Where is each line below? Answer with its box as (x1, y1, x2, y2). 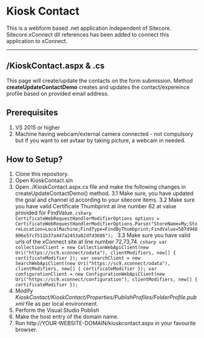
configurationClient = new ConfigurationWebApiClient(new (15, 271, 165, 278)
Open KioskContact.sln (15, 177, 73, 184)
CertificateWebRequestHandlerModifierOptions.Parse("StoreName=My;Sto (15, 221, 198, 227)
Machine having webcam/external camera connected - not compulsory (15, 130, 194, 138)
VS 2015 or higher (15, 124, 61, 131)
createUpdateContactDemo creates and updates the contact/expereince (6, 83, 190, 91)
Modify (15, 287, 33, 295)
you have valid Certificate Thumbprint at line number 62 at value (15, 203, 177, 210)
